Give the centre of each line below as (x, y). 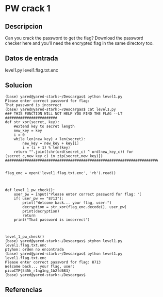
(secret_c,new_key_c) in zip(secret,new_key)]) (54, 156)
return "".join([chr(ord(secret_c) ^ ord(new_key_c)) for (73, 152)
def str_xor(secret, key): (32, 122)
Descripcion (24, 26)
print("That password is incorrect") (52, 220)
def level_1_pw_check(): (30, 190)
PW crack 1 (28, 8)
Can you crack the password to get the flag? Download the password (74, 38)
